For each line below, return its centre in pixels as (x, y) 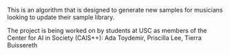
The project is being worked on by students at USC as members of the (107, 31)
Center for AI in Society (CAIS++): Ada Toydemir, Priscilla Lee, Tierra (104, 38)
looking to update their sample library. (61, 17)
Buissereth (22, 45)
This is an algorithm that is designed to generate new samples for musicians (115, 10)
